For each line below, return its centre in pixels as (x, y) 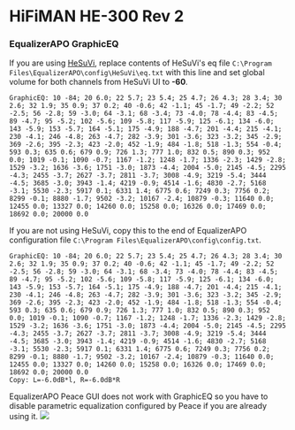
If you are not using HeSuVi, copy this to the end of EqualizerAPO (128, 231)
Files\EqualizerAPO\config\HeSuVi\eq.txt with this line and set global (137, 73)
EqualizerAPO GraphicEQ (64, 44)
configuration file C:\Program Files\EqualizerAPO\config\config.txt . (136, 240)
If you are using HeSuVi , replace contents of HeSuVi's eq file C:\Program (140, 63)
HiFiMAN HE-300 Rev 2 (97, 16)
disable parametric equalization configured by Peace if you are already (138, 406)
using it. (23, 417)
